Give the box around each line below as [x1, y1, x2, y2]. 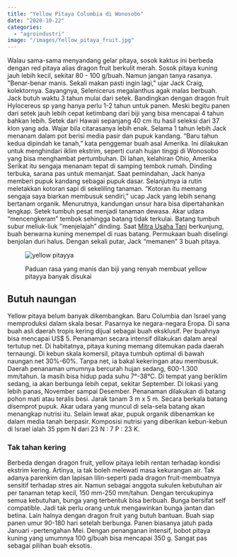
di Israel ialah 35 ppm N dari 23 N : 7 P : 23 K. [7, 424, 140, 433]
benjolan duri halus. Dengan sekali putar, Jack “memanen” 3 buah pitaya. [7, 237, 221, 246]
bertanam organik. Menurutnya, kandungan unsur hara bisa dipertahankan [7, 199, 224, 208]
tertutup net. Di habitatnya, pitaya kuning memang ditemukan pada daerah [7, 341, 224, 350]
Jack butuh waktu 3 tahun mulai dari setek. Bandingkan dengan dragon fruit [7, 94, 229, 103]
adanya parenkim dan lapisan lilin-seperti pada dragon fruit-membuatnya [7, 473, 221, 482]
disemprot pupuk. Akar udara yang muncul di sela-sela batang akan [7, 402, 205, 410]
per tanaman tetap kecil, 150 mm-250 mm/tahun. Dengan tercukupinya [7, 489, 214, 497]
